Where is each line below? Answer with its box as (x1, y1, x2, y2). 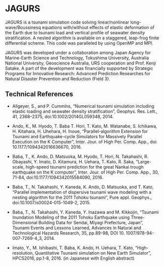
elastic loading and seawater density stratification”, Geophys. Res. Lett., (12, 108, 158, 114)
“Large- (136, 158, 152, 165)
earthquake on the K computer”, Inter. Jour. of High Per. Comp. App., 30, (12, 169, 159, 175)
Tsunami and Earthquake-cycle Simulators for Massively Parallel (12, 133, 142, 139)
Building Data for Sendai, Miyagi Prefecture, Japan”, (38, 219, 143, 225)
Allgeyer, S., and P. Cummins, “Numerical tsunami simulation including (12, 103, 155, 109)
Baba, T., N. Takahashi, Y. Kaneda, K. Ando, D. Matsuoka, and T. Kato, (12, 184, 154, 190)
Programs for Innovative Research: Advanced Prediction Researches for (5, 70, 151, 76)
